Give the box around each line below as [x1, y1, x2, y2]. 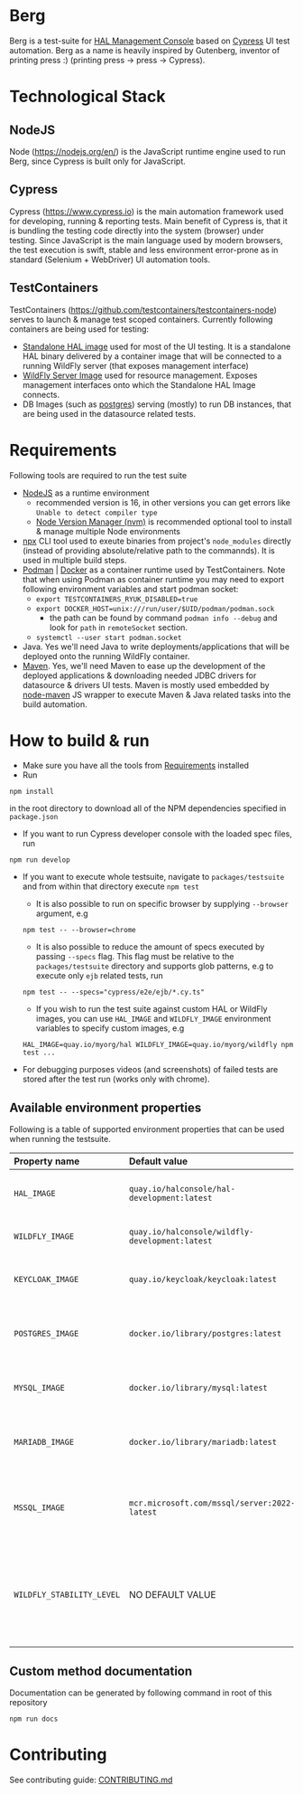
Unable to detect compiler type [35, 508, 158, 517]
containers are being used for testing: [9, 323, 150, 335]
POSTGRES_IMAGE [14, 1328, 79, 1339]
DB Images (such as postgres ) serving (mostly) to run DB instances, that [22, 399, 291, 410]
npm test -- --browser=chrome [22, 926, 137, 935]
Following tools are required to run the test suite [9, 469, 188, 480]
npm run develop [9, 855, 70, 864]
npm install [9, 788, 54, 797]
